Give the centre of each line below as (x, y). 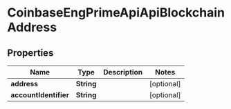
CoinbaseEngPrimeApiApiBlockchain (116, 13)
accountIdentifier (40, 95)
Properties (30, 53)
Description (123, 72)
